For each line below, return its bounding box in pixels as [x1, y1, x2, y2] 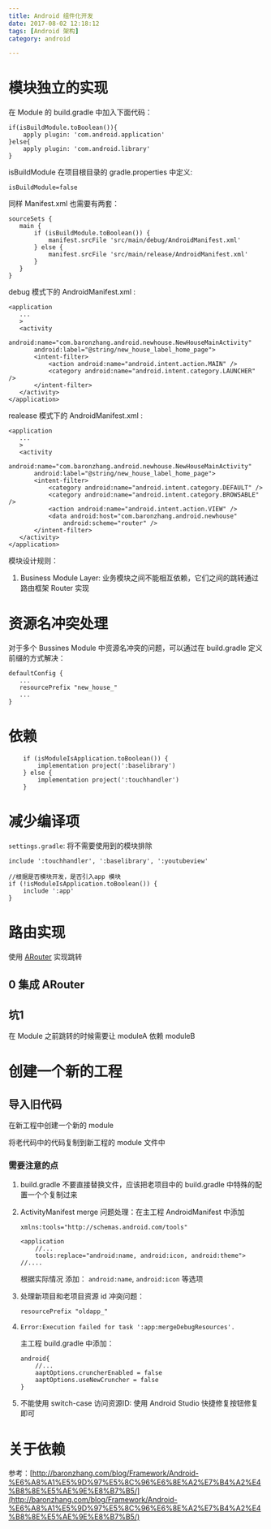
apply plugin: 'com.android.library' [23, 145, 151, 153]
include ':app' [23, 887, 75, 895]
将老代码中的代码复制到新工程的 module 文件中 [8, 1138, 166, 1148]
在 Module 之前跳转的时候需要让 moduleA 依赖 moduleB [8, 1032, 196, 1041]
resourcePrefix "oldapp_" [19, 1307, 108, 1316]
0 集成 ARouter [8, 978, 85, 992]
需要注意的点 [8, 1160, 59, 1171]
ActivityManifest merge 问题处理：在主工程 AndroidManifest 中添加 [19, 1207, 245, 1217]
